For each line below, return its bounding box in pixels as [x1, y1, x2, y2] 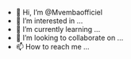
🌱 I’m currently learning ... [15, 25, 101, 33]
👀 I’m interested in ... [15, 16, 83, 26]
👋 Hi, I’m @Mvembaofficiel [15, 8, 103, 17]
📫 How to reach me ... [15, 42, 90, 51]
